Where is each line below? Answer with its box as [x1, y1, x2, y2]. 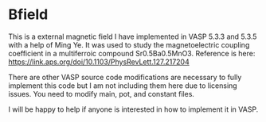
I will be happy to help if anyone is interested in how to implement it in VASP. [8, 105, 259, 114]
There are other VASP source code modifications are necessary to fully [8, 72, 242, 82]
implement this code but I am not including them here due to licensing [8, 81, 237, 90]
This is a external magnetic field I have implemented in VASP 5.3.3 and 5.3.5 [8, 32, 257, 41]
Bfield [8, 6, 49, 24]
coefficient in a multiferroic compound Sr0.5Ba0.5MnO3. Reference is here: [8, 48, 256, 58]
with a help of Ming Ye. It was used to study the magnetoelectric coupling [8, 40, 250, 49]
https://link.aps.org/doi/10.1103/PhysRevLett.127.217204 [8, 57, 190, 67]
